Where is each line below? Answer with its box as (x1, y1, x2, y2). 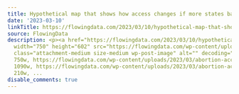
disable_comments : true (7, 76, 78, 83)
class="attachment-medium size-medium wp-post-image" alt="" (14, 50, 199, 57)
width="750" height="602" (14, 43, 91, 50)
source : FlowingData (7, 30, 69, 37)
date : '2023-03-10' (7, 17, 65, 24)
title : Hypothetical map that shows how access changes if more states (7, 10, 224, 18)
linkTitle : (7, 23, 40, 30)
